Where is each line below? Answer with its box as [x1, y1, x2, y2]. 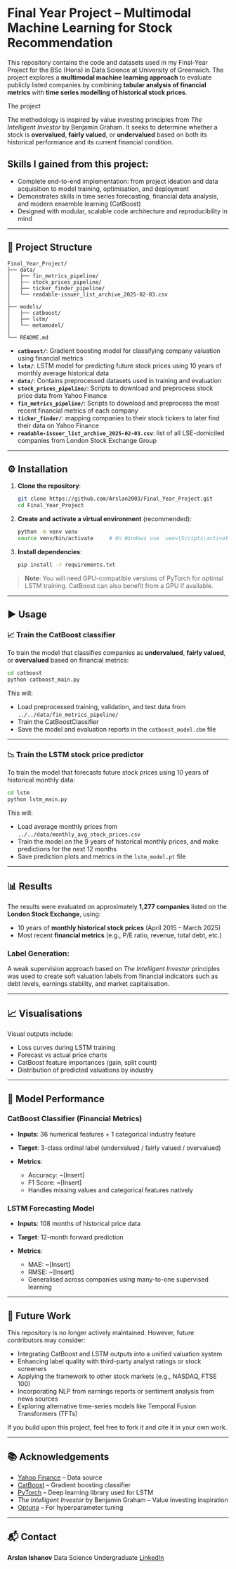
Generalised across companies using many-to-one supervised [27, 1275, 209, 1284]
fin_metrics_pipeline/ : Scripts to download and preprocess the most [17, 399, 220, 407]
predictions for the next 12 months [17, 845, 117, 854]
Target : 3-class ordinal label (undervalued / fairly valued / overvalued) [17, 1143, 221, 1152]
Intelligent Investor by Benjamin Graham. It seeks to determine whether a [7, 123, 218, 131]
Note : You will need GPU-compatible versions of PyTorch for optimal [24, 574, 223, 582]
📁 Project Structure [7, 242, 93, 254]
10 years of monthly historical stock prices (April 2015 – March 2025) [17, 924, 221, 932]
